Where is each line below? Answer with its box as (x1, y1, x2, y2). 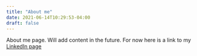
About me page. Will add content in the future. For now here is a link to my (6, 37, 192, 44)
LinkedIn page (6, 43, 42, 50)
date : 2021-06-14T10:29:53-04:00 (6, 14, 91, 20)
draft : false (6, 20, 39, 26)
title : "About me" (6, 8, 53, 15)
